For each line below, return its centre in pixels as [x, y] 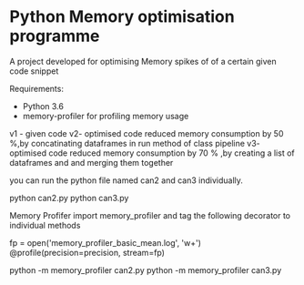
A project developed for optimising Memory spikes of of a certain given [143, 61]
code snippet [34, 71]
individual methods [45, 225]
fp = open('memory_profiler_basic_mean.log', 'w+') [106, 242]
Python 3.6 [43, 106]
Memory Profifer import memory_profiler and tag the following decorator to [150, 215]
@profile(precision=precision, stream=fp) [87, 252]
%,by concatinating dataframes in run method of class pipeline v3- [135, 143]
